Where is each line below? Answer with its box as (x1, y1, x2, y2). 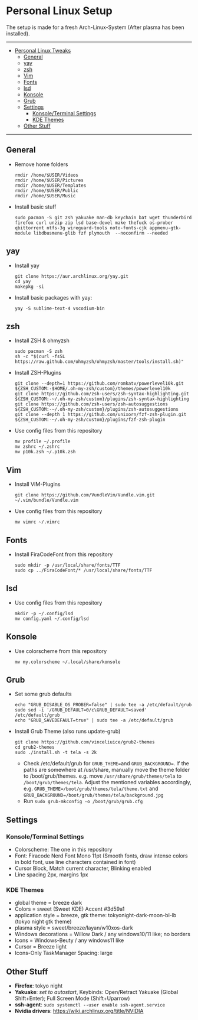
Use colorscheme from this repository (14, 647, 107, 654)
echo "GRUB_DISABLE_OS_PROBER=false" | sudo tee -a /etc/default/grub (14, 702, 192, 708)
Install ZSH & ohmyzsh (14, 337, 70, 344)
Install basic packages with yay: (14, 294, 93, 301)
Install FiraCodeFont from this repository (14, 551, 113, 558)
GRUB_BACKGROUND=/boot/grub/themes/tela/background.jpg (23, 792, 164, 798)
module (14, 230, 31, 236)
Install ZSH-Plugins (14, 369, 62, 376)
